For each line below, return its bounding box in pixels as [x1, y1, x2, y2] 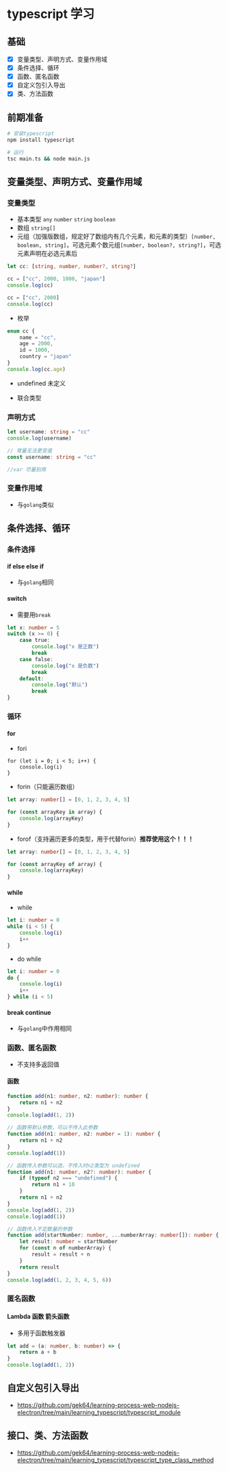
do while [16, 955, 42, 963]
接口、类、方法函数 [7, 1430, 88, 1442]
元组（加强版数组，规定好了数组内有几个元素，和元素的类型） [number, [16, 232, 216, 241]
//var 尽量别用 [7, 466, 47, 473]
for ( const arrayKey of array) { [7, 861, 103, 868]
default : [19, 675, 45, 682]
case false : [19, 656, 53, 662]
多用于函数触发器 [16, 1328, 66, 1337]
